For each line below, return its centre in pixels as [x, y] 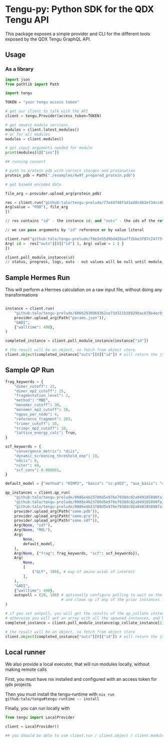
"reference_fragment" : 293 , [43, 419]
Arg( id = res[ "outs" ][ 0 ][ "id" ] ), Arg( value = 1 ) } [64, 243]
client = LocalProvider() [32, 727]
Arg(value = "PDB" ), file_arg [37, 207]
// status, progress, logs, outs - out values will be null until [76, 262]
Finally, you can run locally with [37, 708]
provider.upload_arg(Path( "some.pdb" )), [57, 511]
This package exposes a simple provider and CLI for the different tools [78, 34]
